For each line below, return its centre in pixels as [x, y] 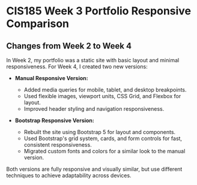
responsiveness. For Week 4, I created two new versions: [77, 66]
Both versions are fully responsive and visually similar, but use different [94, 169]
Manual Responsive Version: [51, 78]
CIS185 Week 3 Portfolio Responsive [98, 11]
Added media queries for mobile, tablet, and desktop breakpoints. [105, 90]
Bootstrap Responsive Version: [55, 120]
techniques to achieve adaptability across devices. [69, 175]
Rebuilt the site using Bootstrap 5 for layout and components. [100, 132]
